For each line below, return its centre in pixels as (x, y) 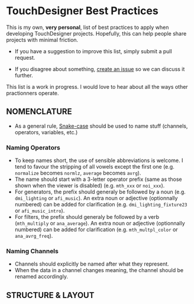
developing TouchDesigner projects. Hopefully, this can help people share (96, 33)
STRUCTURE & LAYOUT (50, 295)
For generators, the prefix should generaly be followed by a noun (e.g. (100, 192)
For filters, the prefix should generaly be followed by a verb (87, 217)
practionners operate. (33, 93)
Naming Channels (33, 251)
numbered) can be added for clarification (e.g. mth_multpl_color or (96, 229)
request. (25, 57)
